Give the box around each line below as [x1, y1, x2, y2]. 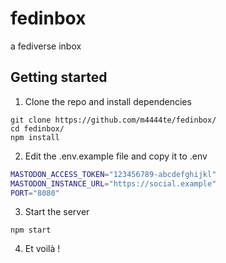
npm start [10, 225, 52, 236]
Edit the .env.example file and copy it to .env [24, 150, 208, 162]
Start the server [24, 206, 90, 218]
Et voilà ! [24, 243, 61, 255]
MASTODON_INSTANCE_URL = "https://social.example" [10, 178, 217, 189]
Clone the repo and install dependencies [24, 95, 192, 107]
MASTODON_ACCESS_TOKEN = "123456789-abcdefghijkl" [10, 169, 217, 179]
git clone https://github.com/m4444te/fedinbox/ [10, 115, 217, 125]
